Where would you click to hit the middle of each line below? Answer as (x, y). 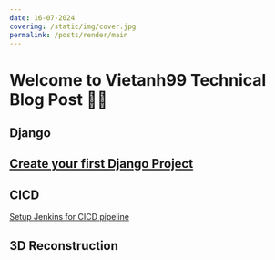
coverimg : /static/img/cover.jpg (73, 26)
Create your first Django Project (102, 164)
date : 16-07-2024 (42, 18)
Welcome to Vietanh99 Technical (138, 80)
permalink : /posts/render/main (69, 35)
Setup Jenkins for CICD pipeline (70, 217)
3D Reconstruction (64, 246)
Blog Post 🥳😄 (59, 99)
